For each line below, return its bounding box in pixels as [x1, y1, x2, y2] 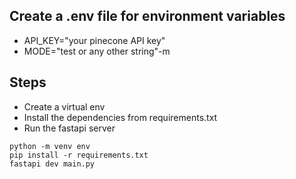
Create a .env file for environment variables [9, 8, 286, 25]
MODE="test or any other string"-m [23, 45, 171, 57]
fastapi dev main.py [9, 159, 96, 169]
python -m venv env [9, 141, 91, 151]
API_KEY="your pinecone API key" [23, 34, 166, 46]
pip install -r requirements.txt [9, 150, 149, 160]
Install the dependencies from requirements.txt [23, 111, 218, 123]
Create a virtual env [23, 100, 106, 113]
